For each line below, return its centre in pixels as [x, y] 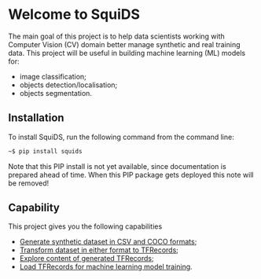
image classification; [53, 76]
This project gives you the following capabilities [85, 226]
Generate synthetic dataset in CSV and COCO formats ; [108, 242]
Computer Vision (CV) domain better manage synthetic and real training [125, 44]
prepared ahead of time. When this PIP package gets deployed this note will [131, 174]
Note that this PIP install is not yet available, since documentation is [117, 166]
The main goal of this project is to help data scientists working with [117, 36]
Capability [34, 208]
